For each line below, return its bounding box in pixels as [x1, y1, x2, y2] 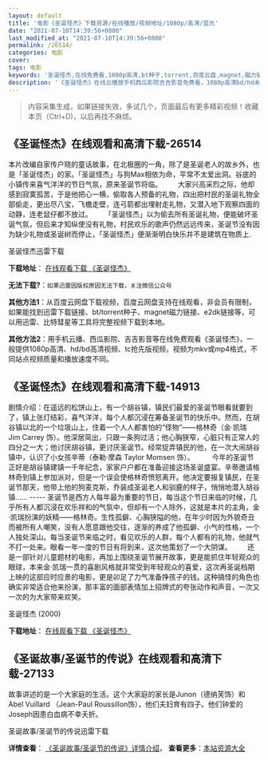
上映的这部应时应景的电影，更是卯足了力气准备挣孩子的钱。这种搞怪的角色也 [8, 572, 260, 582]
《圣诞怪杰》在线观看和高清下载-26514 [8, 137, 202, 150]
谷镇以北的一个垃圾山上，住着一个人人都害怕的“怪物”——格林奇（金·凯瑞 [8, 422, 247, 432]
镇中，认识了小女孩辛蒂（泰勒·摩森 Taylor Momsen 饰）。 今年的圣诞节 [8, 453, 254, 462]
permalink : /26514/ [8, 42, 73, 49]
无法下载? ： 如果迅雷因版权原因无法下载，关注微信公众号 [8, 280, 172, 290]
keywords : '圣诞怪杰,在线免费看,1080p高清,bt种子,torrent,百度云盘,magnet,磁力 [8, 71, 257, 79]
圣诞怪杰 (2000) [8, 609, 61, 619]
